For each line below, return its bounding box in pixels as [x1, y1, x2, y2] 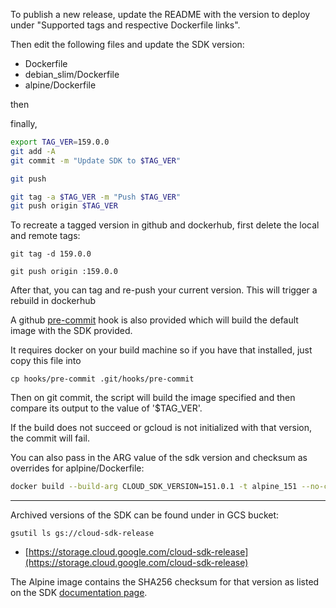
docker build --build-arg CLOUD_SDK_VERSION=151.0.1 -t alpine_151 [10, 482, 298, 492]
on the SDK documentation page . [10, 587, 148, 599]
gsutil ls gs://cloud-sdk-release [10, 529, 155, 539]
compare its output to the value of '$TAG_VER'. [10, 402, 203, 414]
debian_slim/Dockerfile [24, 69, 120, 80]
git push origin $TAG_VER [10, 201, 118, 211]
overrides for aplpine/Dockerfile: [10, 462, 145, 474]
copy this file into [10, 355, 82, 367]
